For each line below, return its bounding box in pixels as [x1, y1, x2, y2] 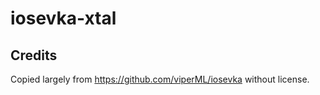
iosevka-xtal [10, 7, 117, 30]
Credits [10, 47, 58, 64]
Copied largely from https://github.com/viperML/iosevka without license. [10, 73, 310, 85]
